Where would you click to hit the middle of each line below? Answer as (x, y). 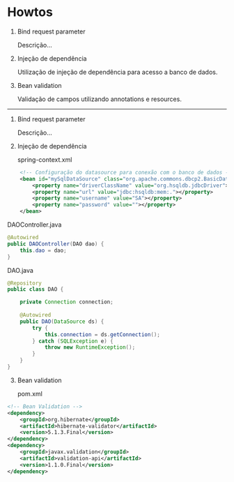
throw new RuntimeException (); (90, 347)
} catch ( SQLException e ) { (73, 341)
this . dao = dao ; (44, 250)
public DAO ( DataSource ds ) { (62, 322)
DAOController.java (34, 225)
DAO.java (20, 270)
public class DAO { (36, 289)
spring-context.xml (45, 159)
